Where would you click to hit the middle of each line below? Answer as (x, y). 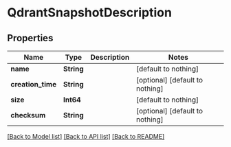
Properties (30, 38)
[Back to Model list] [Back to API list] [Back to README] (86, 136)
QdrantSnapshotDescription (89, 13)
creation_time (34, 84)
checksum (28, 115)
